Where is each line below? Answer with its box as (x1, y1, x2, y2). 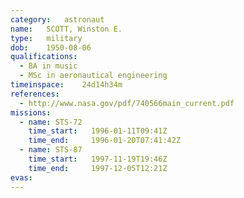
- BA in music (19, 61, 78, 71)
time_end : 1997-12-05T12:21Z (28, 163, 168, 173)
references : (10, 89, 60, 99)
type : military (10, 33, 83, 43)
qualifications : (10, 52, 78, 62)
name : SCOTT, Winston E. (10, 24, 123, 34)
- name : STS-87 (19, 145, 83, 155)
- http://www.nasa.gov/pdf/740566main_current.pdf (19, 98, 235, 108)
